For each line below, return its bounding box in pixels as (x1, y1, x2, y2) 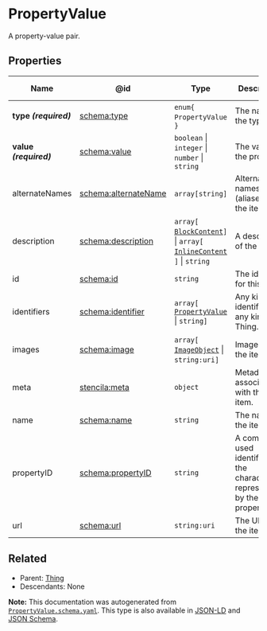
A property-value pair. (8, 31, 81, 41)
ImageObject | (174, 344, 224, 355)
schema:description (79, 236, 153, 247)
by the (234, 492, 259, 503)
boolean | (174, 132, 208, 143)
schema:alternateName (79, 188, 167, 199)
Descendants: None (19, 582, 85, 591)
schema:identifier (79, 306, 145, 317)
